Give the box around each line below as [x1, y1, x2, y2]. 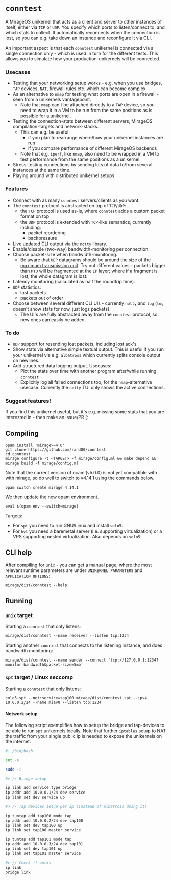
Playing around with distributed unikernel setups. [12, 172, 116, 179]
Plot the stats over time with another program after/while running [20, 368, 157, 374]
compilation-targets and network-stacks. [12, 124, 99, 130]
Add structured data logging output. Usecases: [12, 362, 112, 369]
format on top [20, 213, 50, 219]
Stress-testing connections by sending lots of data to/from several [12, 162, 153, 168]
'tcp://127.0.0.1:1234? [108, 657, 159, 663]
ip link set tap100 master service [5, 827, 81, 832]
